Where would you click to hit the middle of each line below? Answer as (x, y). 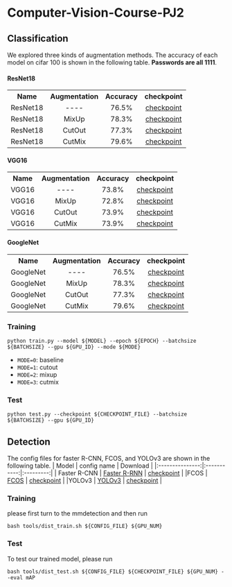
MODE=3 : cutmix (38, 382)
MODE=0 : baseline (41, 359)
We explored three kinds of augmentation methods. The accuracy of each (113, 55)
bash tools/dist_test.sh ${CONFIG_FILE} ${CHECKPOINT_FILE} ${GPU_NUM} (113, 571)
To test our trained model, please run (60, 559)
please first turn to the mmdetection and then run (77, 513)
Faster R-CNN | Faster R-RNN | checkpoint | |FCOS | (133, 473)
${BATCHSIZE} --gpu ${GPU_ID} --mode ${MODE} (74, 347)
